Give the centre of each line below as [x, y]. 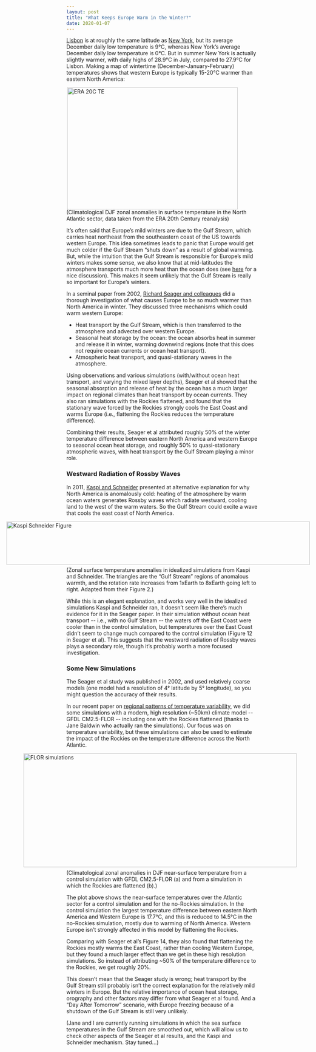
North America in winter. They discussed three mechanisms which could [157, 307]
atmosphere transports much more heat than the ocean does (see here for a [162, 269]
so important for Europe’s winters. [109, 282]
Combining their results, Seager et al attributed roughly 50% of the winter [158, 432]
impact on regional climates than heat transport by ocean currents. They [157, 395]
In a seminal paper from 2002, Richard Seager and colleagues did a [151, 294]
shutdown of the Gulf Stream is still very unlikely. [127, 1011]
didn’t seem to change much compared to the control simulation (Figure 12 [160, 633]
